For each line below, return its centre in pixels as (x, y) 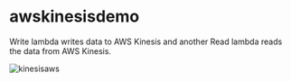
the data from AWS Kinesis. (60, 50)
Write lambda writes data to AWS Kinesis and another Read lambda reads (146, 41)
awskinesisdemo (75, 17)
